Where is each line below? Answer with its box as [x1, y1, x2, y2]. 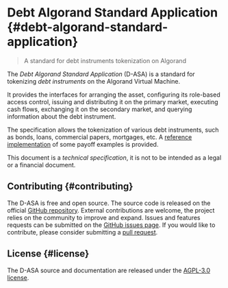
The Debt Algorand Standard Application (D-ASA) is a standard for [7, 70, 195, 78]
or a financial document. [7, 160, 76, 169]
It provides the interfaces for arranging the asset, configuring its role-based [7, 91, 220, 99]
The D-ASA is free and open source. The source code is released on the [7, 199, 211, 207]
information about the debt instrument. [7, 112, 116, 121]
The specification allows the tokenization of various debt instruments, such [7, 125, 219, 134]
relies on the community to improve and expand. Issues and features [7, 213, 201, 221]
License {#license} [7, 248, 90, 260]
